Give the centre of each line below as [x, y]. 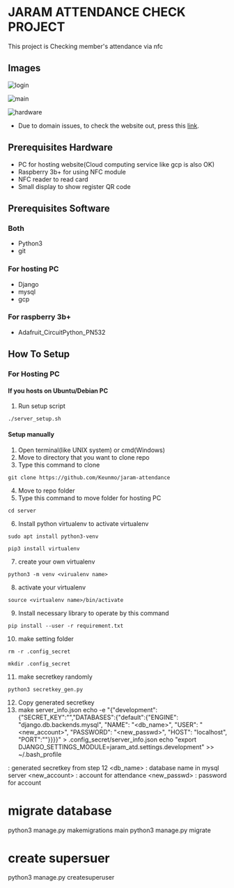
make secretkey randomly [55, 677]
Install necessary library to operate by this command [93, 613]
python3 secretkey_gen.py [45, 689]
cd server [22, 511]
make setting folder [46, 638]
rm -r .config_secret [39, 652]
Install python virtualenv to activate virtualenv [83, 523]
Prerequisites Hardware [61, 148]
